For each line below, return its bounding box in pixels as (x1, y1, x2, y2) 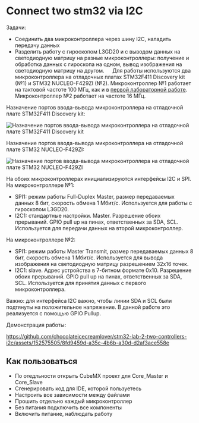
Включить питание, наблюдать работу (14, 410, 113, 417)
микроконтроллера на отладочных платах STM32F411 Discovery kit (14, 73, 185, 80)
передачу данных (14, 42, 60, 49)
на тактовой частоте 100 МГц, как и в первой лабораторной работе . (14, 86, 188, 93)
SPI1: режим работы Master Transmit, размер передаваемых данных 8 (14, 247, 194, 255)
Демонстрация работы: (6, 321, 67, 328)
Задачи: (6, 24, 27, 31)
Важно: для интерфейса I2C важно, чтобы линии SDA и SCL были (6, 297, 172, 304)
